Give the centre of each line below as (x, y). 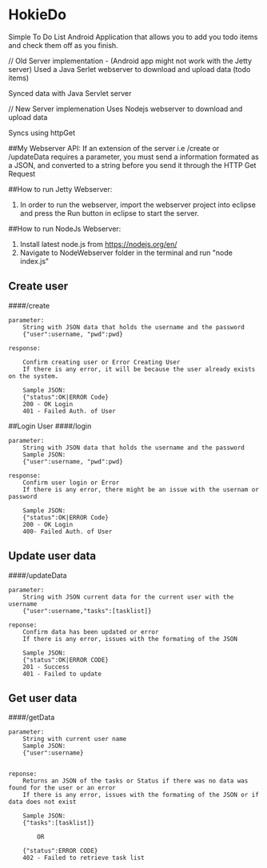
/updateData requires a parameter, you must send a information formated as (134, 157)
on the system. (34, 376)
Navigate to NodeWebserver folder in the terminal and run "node (126, 253)
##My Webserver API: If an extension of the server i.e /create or (114, 148)
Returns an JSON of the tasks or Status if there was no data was (135, 781)
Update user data (52, 556)
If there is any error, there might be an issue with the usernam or (141, 489)
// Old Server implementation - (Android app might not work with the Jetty (130, 61)
